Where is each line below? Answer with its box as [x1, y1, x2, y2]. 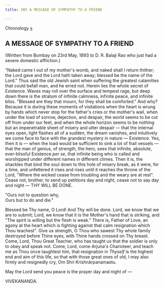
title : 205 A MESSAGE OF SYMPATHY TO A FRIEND [5, 7, 102, 12]
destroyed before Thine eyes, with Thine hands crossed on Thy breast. [5, 233, 149, 239]
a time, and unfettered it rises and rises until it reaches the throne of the [5, 167, 151, 173]
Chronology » [5, 25, 33, 31]
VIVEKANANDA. [5, 278, 38, 284]
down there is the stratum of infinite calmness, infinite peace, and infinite [5, 93, 153, 99]
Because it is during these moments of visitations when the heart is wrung [5, 104, 156, 110]
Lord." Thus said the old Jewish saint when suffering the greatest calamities [5, 77, 159, 84]
